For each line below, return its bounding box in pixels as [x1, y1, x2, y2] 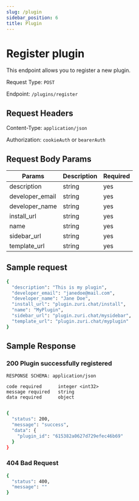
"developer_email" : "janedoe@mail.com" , [12, 290, 115, 296]
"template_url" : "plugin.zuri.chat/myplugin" [12, 318, 129, 324]
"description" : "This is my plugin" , [12, 284, 107, 290]
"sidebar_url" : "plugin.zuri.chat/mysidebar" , [12, 312, 132, 319]
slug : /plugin [6, 9, 42, 15]
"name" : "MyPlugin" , [12, 307, 64, 313]
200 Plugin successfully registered [6, 359, 112, 367]
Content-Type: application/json [6, 124, 87, 132]
